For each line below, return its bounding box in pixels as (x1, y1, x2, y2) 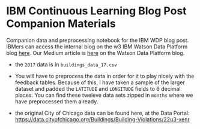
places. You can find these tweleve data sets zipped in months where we (14, 91, 193, 99)
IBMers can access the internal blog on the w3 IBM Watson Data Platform (6, 43, 188, 50)
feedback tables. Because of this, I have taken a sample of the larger (14, 79, 185, 86)
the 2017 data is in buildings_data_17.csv (14, 61, 117, 68)
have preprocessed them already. (14, 97, 98, 105)
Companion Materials (6, 17, 116, 30)
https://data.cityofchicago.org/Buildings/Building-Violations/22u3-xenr (14, 115, 190, 123)
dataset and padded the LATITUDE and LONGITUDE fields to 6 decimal (14, 85, 181, 92)
